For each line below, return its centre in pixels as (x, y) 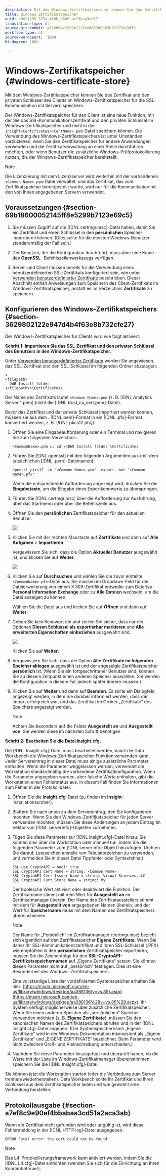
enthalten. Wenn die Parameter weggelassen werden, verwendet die (75, 767)
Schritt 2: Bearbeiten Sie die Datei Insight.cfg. (53, 741)
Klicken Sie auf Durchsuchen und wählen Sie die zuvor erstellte (77, 576)
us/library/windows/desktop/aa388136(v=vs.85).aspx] (67, 992)
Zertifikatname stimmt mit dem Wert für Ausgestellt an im (71, 895)
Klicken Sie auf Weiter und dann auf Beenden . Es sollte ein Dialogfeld (83, 691)
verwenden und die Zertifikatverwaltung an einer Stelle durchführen (74, 146)
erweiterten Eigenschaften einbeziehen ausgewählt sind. (71, 632)
